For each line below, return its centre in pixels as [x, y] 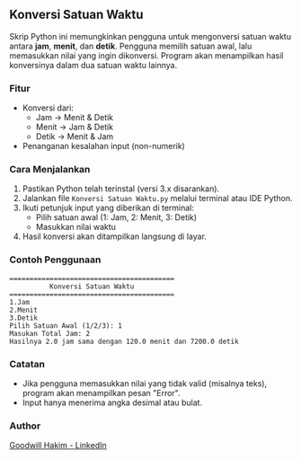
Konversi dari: [48, 108]
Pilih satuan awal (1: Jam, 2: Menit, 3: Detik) [116, 217]
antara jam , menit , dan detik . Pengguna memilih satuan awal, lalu [131, 46]
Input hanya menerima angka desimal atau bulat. [112, 402]
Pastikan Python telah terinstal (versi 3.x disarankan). [121, 189]
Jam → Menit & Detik [75, 118]
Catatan [27, 364]
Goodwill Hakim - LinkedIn [58, 446]
